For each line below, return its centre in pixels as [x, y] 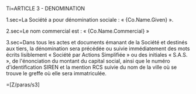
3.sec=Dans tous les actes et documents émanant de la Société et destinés [97, 42]
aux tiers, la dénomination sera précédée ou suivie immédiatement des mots [98, 48]
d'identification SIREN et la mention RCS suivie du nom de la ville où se [92, 67]
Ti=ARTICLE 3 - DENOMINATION [46, 8]
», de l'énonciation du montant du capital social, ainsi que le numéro [88, 61]
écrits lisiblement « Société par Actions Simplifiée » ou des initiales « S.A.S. [97, 55]
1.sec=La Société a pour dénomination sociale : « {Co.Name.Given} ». [90, 20]
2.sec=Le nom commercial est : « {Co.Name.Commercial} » [78, 31]
